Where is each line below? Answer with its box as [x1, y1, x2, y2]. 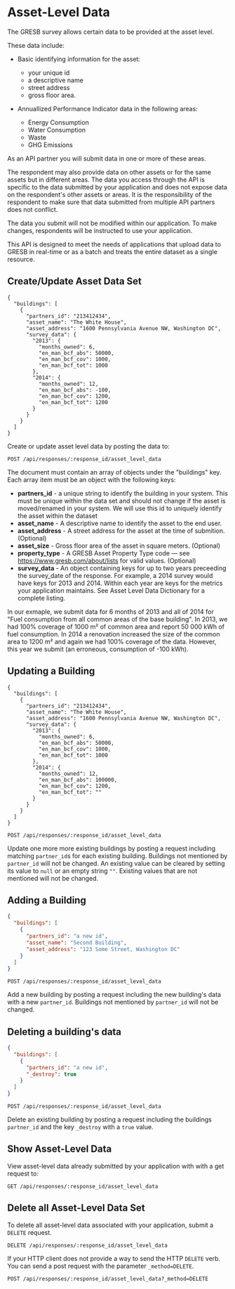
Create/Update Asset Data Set [7, 275, 142, 287]
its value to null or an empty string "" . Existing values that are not [7, 867, 198, 875]
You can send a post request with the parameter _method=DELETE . [7, 1262, 194, 1270]
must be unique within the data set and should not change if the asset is [17, 496, 226, 505]
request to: [7, 1169, 39, 1178]
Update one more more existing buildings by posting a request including [7, 844, 216, 853]
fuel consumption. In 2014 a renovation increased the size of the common [7, 629, 220, 638]
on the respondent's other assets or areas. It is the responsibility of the [7, 190, 213, 199]
